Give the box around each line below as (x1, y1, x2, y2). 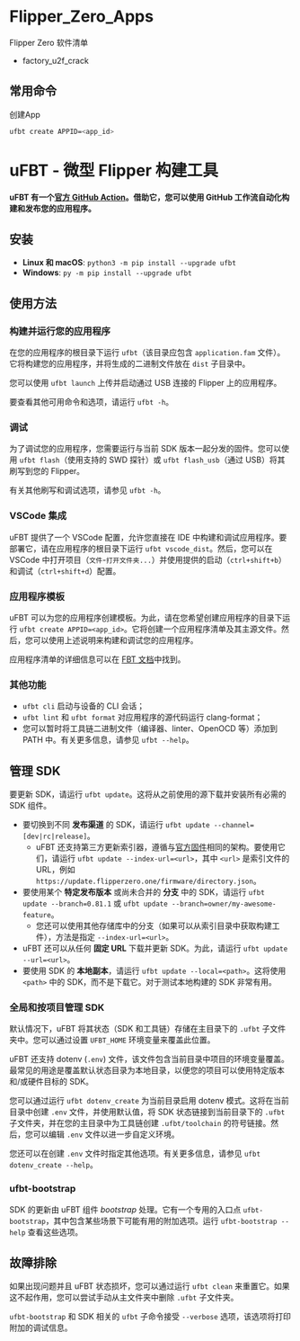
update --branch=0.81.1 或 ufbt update (22, 898, 168, 909)
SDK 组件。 (9, 800, 52, 811)
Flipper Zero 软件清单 (9, 37, 88, 48)
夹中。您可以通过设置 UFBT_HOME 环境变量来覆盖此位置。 (9, 1034, 216, 1045)
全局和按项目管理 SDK (9, 1001, 105, 1014)
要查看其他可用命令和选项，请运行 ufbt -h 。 (9, 397, 174, 407)
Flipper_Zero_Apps (9, 6, 154, 27)
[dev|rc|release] (22, 832, 88, 842)
